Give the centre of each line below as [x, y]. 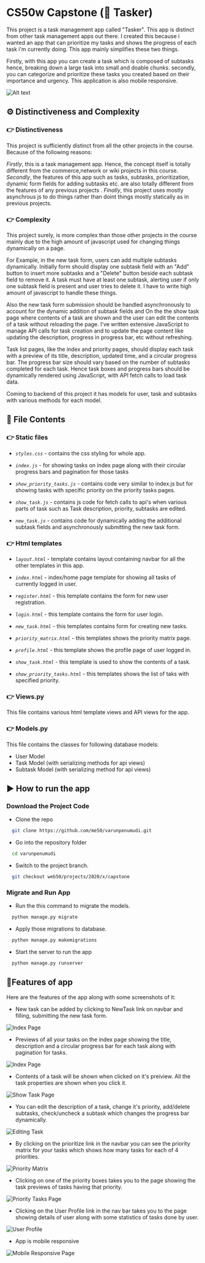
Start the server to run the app [53, 951]
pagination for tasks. [41, 1052]
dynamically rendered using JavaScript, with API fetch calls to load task [97, 375]
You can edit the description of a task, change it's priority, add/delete [102, 1106]
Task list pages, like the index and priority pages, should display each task [100, 349]
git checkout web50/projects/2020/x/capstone [71, 876]
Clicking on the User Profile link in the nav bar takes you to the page [101, 1211]
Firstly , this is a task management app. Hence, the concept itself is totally [99, 164]
